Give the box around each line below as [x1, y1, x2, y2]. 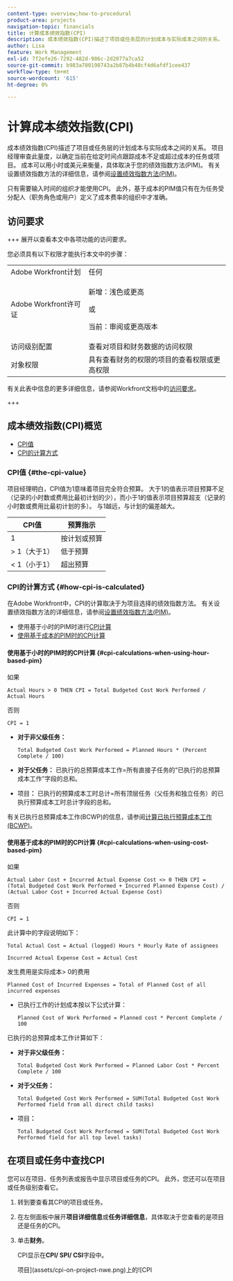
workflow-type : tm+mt [7, 68, 70, 75]
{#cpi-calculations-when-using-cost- [96, 838, 209, 847]
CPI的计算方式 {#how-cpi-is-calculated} [7, 583, 146, 592]
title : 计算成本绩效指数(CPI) [7, 29, 87, 37]
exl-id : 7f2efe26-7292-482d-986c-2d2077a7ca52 [7, 56, 144, 62]
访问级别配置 [10, 342, 53, 351]
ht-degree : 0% [7, 81, 49, 88]
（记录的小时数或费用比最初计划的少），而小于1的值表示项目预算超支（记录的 [7, 494, 225, 502]
